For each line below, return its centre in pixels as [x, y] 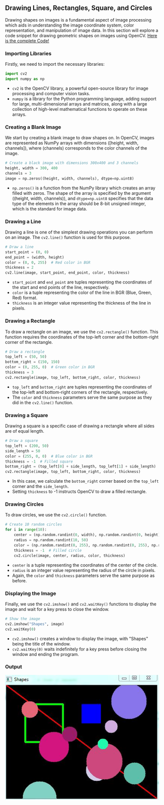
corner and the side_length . [40, 486]
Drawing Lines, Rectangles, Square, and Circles [79, 8]
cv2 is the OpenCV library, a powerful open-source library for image [80, 88]
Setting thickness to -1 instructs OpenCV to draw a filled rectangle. [79, 492]
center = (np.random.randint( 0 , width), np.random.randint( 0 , [78, 535]
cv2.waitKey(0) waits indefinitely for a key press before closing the [80, 649]
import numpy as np [25, 79]
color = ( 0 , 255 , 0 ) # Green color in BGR [50, 367]
